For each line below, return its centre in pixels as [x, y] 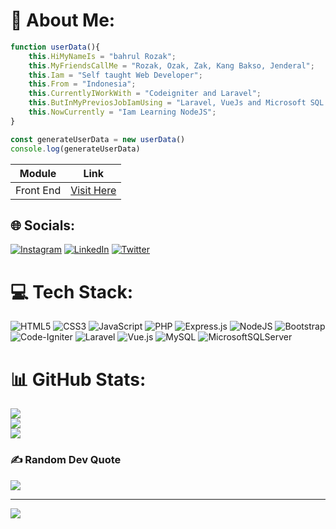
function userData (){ [55, 47]
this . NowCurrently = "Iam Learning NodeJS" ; [122, 112]
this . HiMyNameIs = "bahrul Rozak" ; [102, 56]
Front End [38, 190]
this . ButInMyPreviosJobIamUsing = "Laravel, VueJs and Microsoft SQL [176, 103]
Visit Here [93, 190]
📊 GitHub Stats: [78, 379]
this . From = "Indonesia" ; [82, 84]
